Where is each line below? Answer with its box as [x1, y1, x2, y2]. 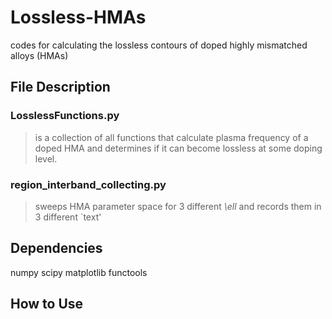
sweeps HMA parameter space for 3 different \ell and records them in [34, 200, 322, 212]
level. [34, 152, 58, 165]
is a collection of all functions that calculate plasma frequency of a [34, 131, 309, 143]
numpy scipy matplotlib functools [10, 266, 148, 278]
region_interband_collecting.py [10, 177, 167, 191]
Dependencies [10, 240, 103, 257]
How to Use [10, 296, 84, 313]
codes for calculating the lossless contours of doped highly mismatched [10, 39, 308, 51]
